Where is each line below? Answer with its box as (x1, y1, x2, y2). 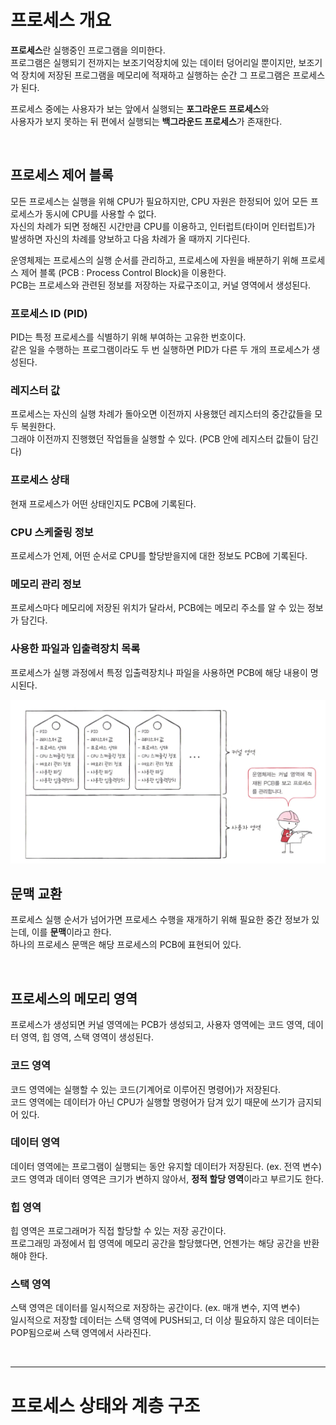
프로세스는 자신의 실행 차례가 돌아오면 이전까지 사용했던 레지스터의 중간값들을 (10, 408, 313, 420)
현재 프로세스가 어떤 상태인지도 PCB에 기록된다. (10, 497, 197, 510)
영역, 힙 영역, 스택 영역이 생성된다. (20, 1031, 154, 1043)
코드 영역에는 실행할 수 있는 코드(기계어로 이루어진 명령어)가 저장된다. (10, 1083, 282, 1095)
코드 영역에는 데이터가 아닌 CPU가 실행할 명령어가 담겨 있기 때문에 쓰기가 (10, 1096, 296, 1108)
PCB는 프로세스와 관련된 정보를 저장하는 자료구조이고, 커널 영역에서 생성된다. (10, 279, 312, 291)
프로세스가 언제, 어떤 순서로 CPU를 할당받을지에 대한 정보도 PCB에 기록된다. (10, 549, 308, 561)
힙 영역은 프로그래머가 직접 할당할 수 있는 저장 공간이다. (10, 1225, 227, 1237)
